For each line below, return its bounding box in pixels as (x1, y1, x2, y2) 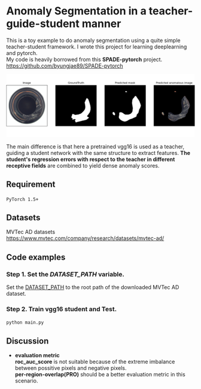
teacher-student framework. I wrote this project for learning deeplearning (6, 43, 187, 50)
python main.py (6, 320, 44, 326)
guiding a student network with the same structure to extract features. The (6, 149, 190, 156)
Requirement (6, 180, 56, 190)
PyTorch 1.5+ (6, 196, 39, 202)
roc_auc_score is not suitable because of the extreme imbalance (14, 358, 175, 366)
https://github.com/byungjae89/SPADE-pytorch (6, 62, 124, 69)
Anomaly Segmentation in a (6, 4, 147, 18)
